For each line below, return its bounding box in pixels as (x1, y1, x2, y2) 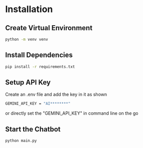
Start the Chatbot (5, 125, 61, 133)
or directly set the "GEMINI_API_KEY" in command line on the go (5, 110, 138, 116)
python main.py (5, 138, 37, 143)
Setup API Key (5, 78, 51, 87)
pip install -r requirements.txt (5, 64, 75, 69)
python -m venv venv (5, 37, 49, 42)
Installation (5, 4, 53, 15)
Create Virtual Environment (5, 24, 93, 32)
